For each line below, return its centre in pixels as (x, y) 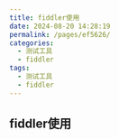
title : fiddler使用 (45, 18)
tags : (19, 69)
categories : (32, 43)
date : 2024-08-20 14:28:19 (60, 26)
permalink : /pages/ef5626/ (60, 34)
